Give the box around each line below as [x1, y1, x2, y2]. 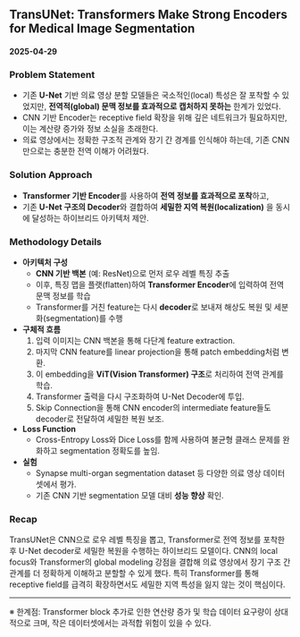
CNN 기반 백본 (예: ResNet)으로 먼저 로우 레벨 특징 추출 [35, 268, 230, 278]
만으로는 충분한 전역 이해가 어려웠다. [21, 146, 149, 157]
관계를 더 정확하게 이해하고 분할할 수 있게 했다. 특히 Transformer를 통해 [9, 568, 259, 579]
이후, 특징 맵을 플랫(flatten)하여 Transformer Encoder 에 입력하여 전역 [35, 279, 284, 290]
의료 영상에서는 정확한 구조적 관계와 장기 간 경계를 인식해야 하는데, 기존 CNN [21, 134, 290, 146]
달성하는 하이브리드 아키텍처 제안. [31, 212, 149, 223]
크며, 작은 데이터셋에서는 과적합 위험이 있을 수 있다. [32, 617, 212, 629]
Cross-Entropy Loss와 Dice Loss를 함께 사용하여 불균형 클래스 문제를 [35, 434, 281, 445]
